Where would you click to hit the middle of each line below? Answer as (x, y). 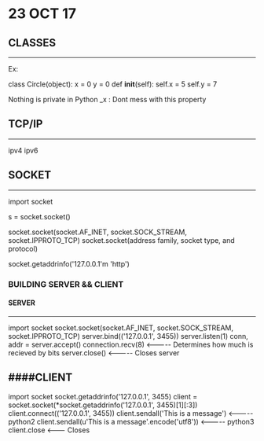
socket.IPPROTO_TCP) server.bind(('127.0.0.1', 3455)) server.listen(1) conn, (128, 336)
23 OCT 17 (42, 14)
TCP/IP (26, 124)
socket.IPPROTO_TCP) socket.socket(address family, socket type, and (122, 240)
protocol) (23, 248)
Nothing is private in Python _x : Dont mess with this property (107, 99)
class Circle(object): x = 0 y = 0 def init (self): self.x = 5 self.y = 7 (113, 84)
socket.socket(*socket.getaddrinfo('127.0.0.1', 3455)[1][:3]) (103, 405)
